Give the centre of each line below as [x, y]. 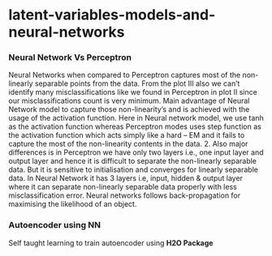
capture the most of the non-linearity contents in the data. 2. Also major [128, 144]
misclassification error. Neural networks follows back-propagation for [125, 195]
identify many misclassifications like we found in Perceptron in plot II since [133, 92]
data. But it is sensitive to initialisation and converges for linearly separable [133, 170]
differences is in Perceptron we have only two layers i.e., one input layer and [136, 152]
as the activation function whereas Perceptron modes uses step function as [135, 126]
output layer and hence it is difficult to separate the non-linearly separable [133, 161]
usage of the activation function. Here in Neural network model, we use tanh [136, 118]
